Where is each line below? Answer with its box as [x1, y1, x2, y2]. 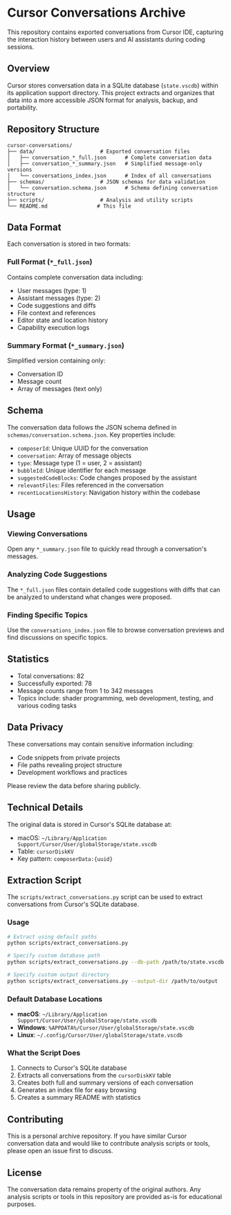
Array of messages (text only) [17, 384, 102, 393]
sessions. [7, 42, 35, 51]
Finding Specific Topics [7, 610, 88, 619]
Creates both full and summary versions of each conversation [17, 1078, 194, 1087]
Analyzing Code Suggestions [7, 569, 107, 579]
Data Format [7, 221, 62, 233]
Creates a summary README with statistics [17, 1093, 141, 1102]
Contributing [7, 1113, 64, 1125]
